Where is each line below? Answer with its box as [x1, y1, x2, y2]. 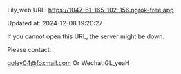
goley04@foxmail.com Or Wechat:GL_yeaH [7, 59, 130, 67]
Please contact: [7, 46, 52, 53]
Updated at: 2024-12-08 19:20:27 [7, 19, 103, 27]
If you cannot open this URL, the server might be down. [7, 32, 164, 40]
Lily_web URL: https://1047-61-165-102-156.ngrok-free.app [7, 6, 174, 14]
